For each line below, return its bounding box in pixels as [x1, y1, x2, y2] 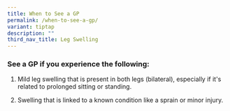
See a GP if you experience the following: [7, 59, 150, 69]
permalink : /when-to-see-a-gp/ [7, 17, 99, 24]
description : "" [7, 29, 55, 37]
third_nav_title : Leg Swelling [7, 36, 99, 43]
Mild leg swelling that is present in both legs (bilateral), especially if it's [17, 75, 222, 84]
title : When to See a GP [7, 10, 80, 17]
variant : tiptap [7, 23, 55, 30]
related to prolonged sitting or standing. [17, 82, 132, 91]
